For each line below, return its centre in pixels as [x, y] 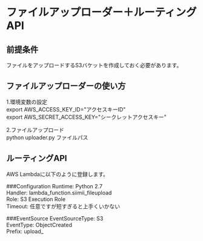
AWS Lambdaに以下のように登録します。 [58, 174]
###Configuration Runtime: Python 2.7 [55, 186]
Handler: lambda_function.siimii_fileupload [59, 193]
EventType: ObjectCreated [39, 225]
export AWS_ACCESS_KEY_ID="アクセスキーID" [66, 109]
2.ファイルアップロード [35, 130]
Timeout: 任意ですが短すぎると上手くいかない [63, 206]
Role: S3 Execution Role [36, 199]
